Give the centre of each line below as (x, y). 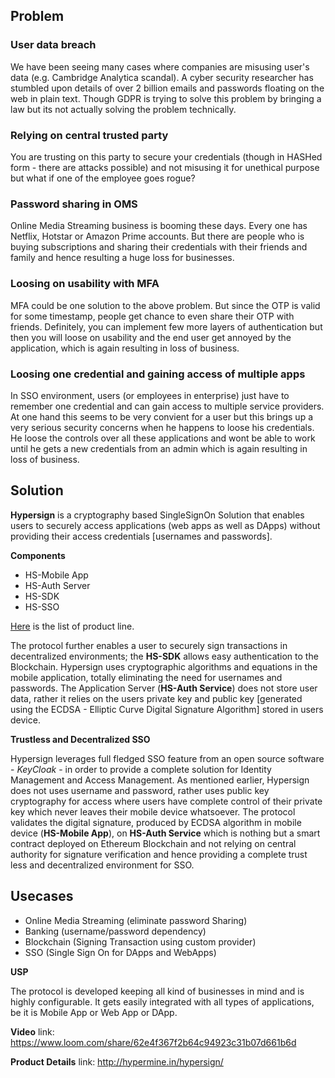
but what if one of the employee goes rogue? (103, 178)
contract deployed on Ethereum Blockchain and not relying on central (153, 843)
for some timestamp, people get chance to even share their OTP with (152, 316)
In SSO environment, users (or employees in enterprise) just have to (150, 395)
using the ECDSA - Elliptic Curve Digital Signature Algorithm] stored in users (167, 709)
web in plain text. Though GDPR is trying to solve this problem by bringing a (166, 98)
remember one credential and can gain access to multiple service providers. (167, 406)
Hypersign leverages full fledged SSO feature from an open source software (167, 758)
